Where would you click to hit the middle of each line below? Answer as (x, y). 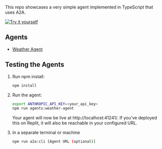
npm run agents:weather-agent (43, 108)
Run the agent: (27, 95)
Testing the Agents (35, 65)
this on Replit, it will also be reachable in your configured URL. (75, 123)
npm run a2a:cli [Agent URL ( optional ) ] (54, 142)
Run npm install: (28, 76)
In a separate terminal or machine (46, 133)
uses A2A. (15, 12)
